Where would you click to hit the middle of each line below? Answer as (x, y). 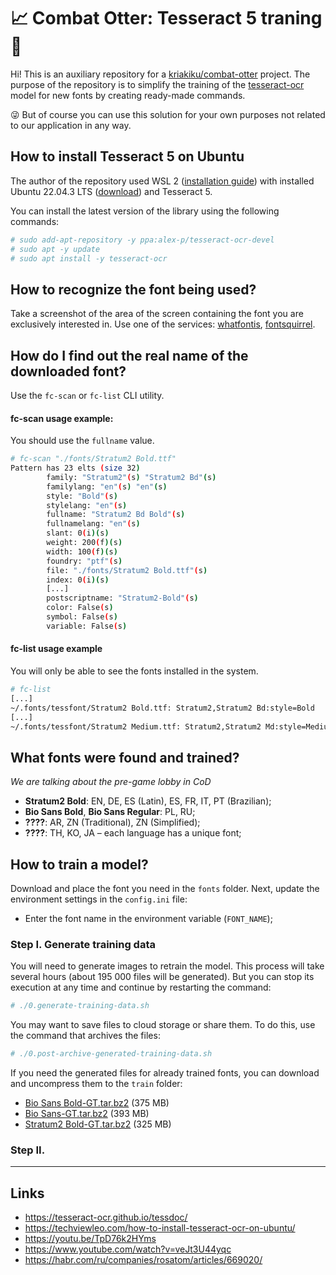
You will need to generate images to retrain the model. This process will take (167, 966)
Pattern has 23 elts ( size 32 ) (75, 468)
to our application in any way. (71, 125)
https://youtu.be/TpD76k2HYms (90, 1239)
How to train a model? (79, 864)
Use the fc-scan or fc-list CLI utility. (87, 395)
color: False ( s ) (80, 608)
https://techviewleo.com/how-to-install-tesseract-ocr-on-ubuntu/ (160, 1228)
